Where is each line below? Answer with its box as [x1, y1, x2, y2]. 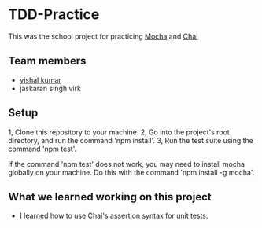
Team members [8, 54, 87, 68]
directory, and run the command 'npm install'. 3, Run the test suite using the [8, 135, 253, 145]
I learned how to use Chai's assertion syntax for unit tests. [19, 211, 208, 221]
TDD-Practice [8, 6, 100, 24]
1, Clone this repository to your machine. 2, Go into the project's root [8, 127, 230, 137]
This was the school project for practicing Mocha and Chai [8, 31, 198, 41]
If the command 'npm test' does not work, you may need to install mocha [8, 159, 245, 168]
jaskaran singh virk [19, 83, 81, 93]
